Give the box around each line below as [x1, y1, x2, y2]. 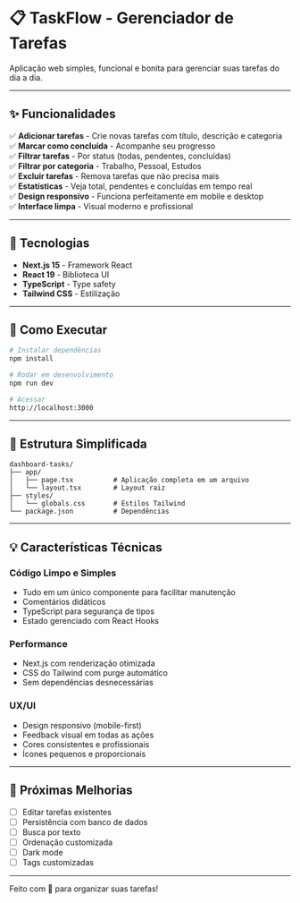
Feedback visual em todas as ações [21, 729, 154, 740]
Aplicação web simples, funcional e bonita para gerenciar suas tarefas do [9, 63, 279, 73]
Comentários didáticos [21, 597, 106, 608]
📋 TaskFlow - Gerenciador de [9, 8, 234, 29]
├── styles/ [9, 491, 54, 500]
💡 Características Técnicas [9, 540, 162, 555]
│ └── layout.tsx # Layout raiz [9, 483, 166, 493]
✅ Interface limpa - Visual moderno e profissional [9, 200, 194, 211]
